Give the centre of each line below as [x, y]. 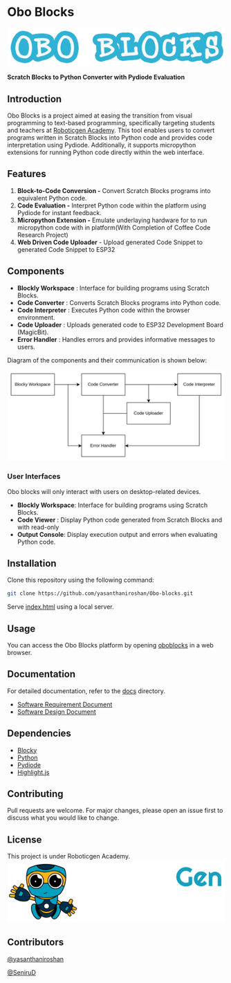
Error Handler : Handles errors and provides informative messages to [116, 339]
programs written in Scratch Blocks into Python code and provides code [110, 137]
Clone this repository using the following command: [81, 580]
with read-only [38, 527]
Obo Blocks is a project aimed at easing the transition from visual [100, 116]
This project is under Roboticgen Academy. [69, 856]
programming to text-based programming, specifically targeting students [111, 122]
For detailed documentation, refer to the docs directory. [86, 691]
